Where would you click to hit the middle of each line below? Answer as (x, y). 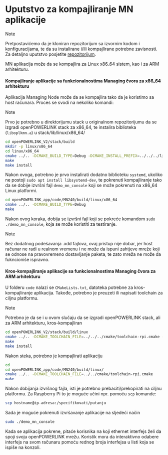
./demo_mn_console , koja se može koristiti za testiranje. (61, 224)
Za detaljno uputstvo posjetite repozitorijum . (51, 54)
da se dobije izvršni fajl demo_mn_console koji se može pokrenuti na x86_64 (81, 185)
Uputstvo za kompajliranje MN (69, 9)
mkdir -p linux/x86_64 (29, 146)
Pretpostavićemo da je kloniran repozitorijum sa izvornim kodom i (72, 43)
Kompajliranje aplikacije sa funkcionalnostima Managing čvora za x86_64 (83, 81)
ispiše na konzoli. (23, 447)
